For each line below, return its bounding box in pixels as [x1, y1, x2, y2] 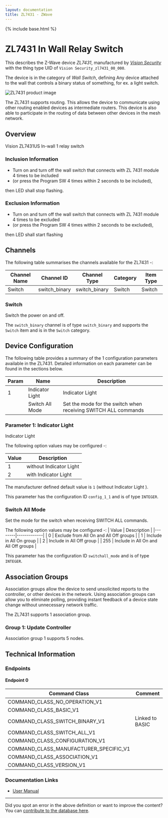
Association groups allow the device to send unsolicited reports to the [5, 586, 149, 592]
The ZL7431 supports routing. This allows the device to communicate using [5, 100, 160, 106]
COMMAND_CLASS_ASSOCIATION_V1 [7, 753, 98, 760]
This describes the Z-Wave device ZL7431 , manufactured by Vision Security [5, 60, 161, 66]
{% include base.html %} [5, 26, 56, 32]
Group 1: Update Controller [5, 624, 71, 631]
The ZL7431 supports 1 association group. [5, 611, 91, 618]
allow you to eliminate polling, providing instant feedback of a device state [5, 596, 158, 603]
